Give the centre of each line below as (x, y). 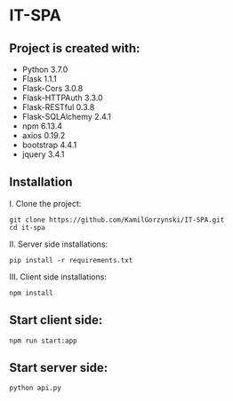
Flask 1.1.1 (40, 79)
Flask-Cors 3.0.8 (52, 88)
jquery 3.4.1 (43, 154)
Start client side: (56, 320)
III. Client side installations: (58, 277)
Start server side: (59, 368)
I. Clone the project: (45, 203)
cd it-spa (28, 227)
